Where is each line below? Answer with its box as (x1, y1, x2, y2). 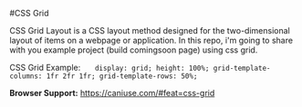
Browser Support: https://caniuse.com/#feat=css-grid (9, 88, 215, 98)
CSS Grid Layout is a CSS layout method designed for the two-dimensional (9, 25, 290, 35)
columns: (9, 72, 43, 81)
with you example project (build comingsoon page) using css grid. (9, 44, 258, 55)
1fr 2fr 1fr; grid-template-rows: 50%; (46, 72, 198, 81)
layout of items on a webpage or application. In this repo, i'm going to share (9, 35, 294, 45)
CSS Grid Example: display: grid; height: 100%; (9, 63, 210, 73)
